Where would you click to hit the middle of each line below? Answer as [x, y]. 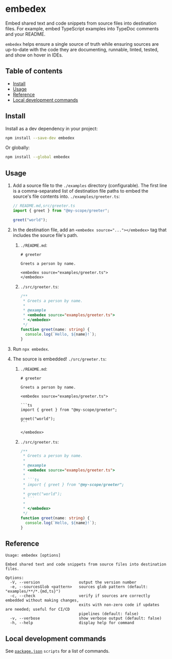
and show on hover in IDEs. [34, 55]
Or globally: [17, 148]
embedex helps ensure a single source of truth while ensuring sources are [82, 44]
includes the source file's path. [45, 235]
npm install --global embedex [38, 157]
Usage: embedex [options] [33, 556]
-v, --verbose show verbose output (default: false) [86, 618]
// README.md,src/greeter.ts [44, 206]
